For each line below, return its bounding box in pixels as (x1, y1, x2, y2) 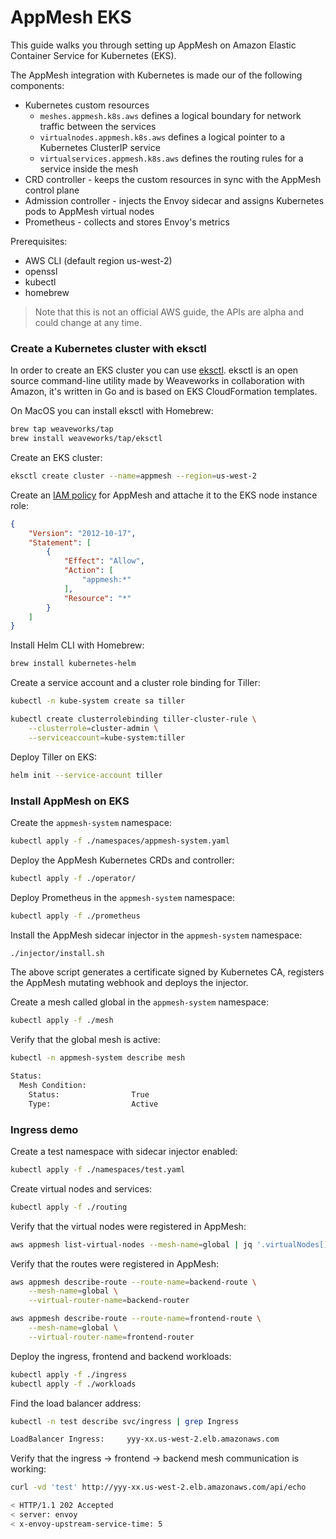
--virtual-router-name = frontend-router (28, 1332, 195, 1342)
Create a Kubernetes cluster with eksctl (10, 341, 207, 355)
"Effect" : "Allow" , (63, 556, 145, 566)
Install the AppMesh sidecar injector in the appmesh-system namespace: (10, 929, 303, 941)
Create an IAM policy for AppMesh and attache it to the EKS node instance (10, 489, 318, 501)
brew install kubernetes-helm (10, 659, 137, 669)
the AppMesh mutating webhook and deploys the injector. (10, 977, 249, 989)
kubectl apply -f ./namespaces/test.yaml (10, 1164, 186, 1175)
